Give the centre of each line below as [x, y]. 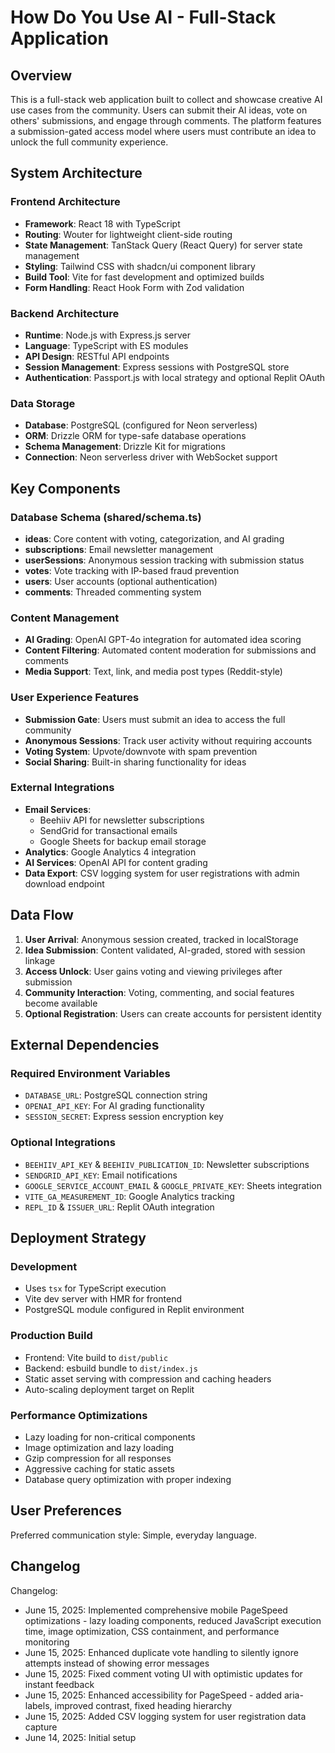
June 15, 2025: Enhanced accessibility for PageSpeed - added [153, 1695]
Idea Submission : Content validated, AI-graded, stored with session [165, 950]
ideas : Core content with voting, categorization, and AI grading [154, 538]
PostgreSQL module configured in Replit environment [134, 1310]
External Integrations [62, 788]
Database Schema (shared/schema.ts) [106, 517]
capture [41, 1727]
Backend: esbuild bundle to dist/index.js [111, 1368]
